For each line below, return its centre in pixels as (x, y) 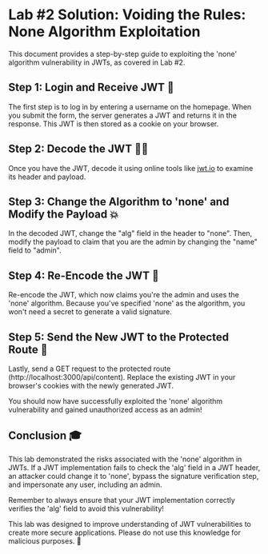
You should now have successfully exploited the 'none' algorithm (116, 401)
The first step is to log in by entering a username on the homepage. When (130, 106)
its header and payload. (47, 177)
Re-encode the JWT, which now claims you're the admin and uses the (124, 295)
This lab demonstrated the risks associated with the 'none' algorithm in (125, 459)
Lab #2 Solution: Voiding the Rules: (127, 15)
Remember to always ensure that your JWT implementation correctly (122, 500)
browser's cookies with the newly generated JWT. (91, 386)
